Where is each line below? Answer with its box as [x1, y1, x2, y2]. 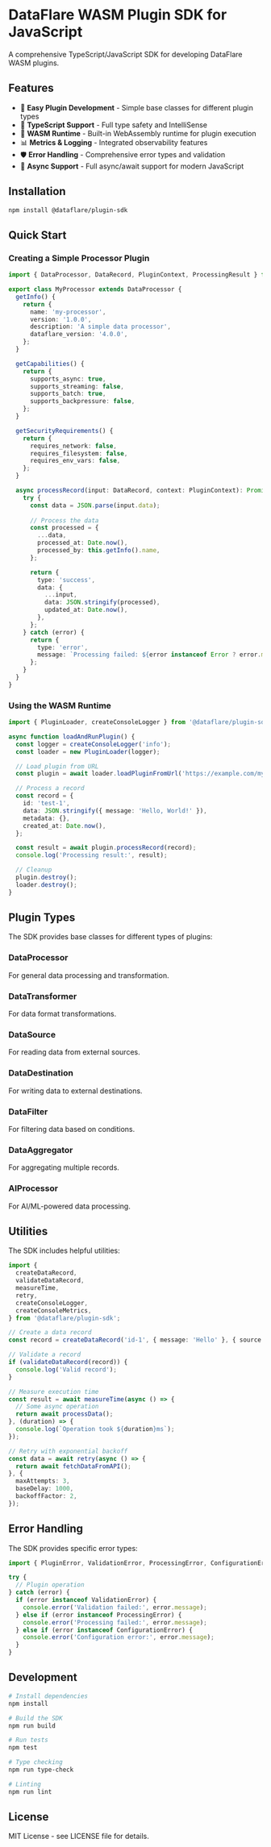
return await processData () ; [15, 1410, 114, 1418]
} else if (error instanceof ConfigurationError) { [15, 1626, 194, 1634]
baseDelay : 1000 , [15, 1485, 74, 1493]
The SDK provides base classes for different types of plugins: [8, 932, 213, 942]
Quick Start [8, 228, 67, 242]
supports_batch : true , [29, 389, 106, 398]
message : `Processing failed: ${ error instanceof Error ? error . [37, 651, 262, 659]
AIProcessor [8, 1183, 59, 1194]
